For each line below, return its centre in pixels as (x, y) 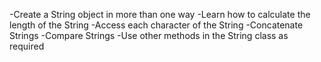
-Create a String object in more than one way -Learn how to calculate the (160, 14)
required (27, 46)
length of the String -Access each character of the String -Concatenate (156, 25)
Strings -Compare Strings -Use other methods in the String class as (149, 35)
